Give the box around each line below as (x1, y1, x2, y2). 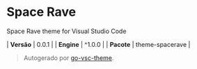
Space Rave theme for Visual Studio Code (6, 27, 127, 35)
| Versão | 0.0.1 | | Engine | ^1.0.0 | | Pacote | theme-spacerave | (6, 40, 191, 48)
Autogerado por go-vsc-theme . (23, 53, 114, 62)
